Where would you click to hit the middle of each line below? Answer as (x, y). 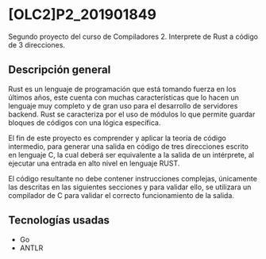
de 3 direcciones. (37, 44)
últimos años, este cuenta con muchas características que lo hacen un (124, 97)
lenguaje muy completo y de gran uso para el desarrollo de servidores (123, 105)
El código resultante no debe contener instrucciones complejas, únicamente (133, 178)
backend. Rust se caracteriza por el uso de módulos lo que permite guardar (132, 114)
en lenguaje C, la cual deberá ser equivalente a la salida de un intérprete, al (131, 154)
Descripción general (60, 70)
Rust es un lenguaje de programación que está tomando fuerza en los (122, 89)
